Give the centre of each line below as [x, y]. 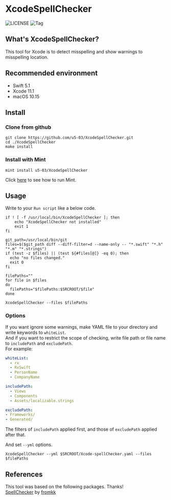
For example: [19, 349]
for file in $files [26, 281]
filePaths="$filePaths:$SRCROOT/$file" [52, 289]
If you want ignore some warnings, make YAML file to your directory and [81, 327]
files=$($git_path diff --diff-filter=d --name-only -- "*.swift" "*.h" [84, 245]
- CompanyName [25, 377]
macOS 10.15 [26, 96]
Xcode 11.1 [23, 91]
